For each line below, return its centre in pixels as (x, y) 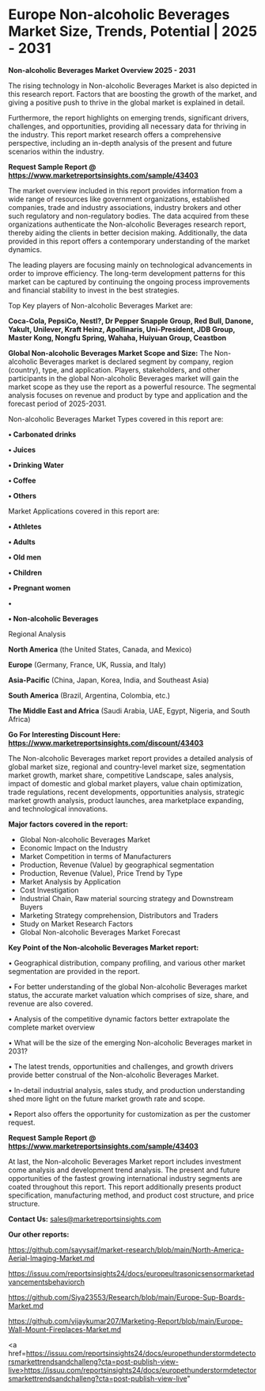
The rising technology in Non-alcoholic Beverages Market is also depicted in (133, 86)
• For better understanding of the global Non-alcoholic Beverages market (128, 986)
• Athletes (25, 526)
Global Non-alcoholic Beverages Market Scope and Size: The (110, 353)
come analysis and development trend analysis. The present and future (124, 1170)
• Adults (22, 541)
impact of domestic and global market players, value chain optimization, (125, 783)
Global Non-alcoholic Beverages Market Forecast (100, 932)
